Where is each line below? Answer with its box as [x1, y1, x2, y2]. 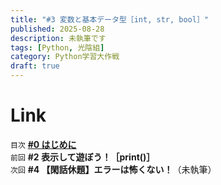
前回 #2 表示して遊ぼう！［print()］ [10, 151, 156, 163]
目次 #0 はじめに [10, 138, 77, 150]
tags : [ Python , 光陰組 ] [10, 42, 105, 53]
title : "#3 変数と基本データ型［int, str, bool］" [10, 14, 209, 25]
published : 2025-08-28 [10, 24, 105, 34]
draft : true [10, 61, 60, 71]
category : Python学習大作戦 [10, 52, 120, 62]
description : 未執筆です [10, 33, 107, 43]
